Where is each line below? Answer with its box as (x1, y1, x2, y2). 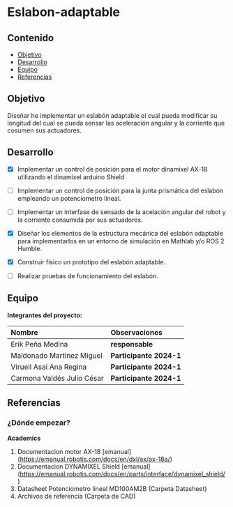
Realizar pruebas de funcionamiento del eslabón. (17, 271, 158, 280)
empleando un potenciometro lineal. (17, 194, 121, 202)
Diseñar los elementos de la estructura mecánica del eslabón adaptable (17, 229, 223, 237)
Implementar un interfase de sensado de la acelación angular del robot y (17, 207, 226, 216)
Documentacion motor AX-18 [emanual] (17, 447, 132, 455)
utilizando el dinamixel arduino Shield (17, 172, 125, 181)
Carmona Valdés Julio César (10, 373, 104, 383)
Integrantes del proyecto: (7, 311, 82, 319)
